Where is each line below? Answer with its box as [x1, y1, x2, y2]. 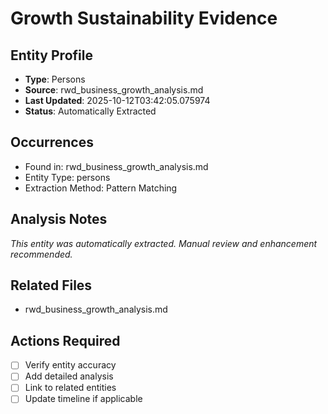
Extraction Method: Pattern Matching [24, 182, 178, 194]
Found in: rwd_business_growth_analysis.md [24, 160, 209, 172]
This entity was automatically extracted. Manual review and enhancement [10, 237, 318, 249]
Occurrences [10, 134, 94, 151]
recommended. [10, 248, 73, 260]
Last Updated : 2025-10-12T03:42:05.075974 [24, 95, 211, 106]
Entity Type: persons [24, 171, 111, 183]
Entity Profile [10, 47, 93, 64]
